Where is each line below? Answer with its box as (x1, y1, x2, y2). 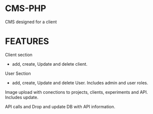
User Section (5, 71, 31, 76)
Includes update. (5, 94, 39, 100)
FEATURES (5, 36, 49, 47)
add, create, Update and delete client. (12, 61, 88, 67)
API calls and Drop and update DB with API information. (5, 103, 115, 109)
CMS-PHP (5, 3, 46, 14)
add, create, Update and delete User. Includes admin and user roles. (12, 80, 149, 85)
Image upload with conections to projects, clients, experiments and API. (5, 89, 148, 95)
